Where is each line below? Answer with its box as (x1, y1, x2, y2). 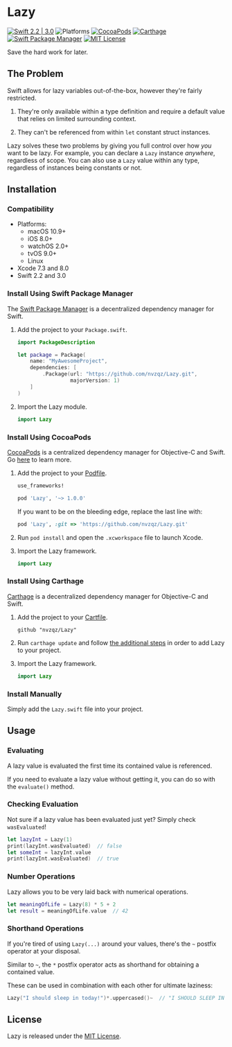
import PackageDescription (17, 339, 96, 346)
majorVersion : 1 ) (70, 377, 121, 385)
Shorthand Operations (7, 924, 84, 933)
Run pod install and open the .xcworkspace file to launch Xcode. (17, 533, 203, 541)
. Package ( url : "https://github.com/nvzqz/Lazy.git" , (42, 371, 198, 378)
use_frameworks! (17, 482, 64, 489)
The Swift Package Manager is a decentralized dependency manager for (7, 304, 215, 313)
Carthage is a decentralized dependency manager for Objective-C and (7, 592, 209, 600)
